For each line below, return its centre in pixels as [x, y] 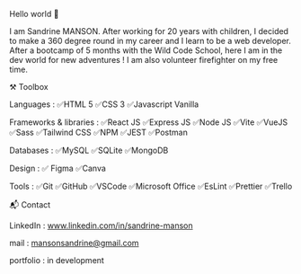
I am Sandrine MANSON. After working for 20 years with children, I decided [149, 31]
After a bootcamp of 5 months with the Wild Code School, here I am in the [146, 50]
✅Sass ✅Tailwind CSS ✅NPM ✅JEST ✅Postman [99, 132]
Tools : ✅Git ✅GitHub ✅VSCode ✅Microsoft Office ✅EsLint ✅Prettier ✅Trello [151, 186]
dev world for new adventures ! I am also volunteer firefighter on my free [144, 60]
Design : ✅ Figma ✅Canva [58, 168]
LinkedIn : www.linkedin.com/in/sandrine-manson [101, 225]
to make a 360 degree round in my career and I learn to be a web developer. [150, 41]
